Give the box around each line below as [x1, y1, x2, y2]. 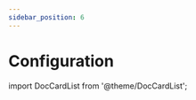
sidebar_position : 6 [8, 12, 86, 22]
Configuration [8, 50, 115, 71]
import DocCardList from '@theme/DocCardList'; [8, 81, 188, 91]
